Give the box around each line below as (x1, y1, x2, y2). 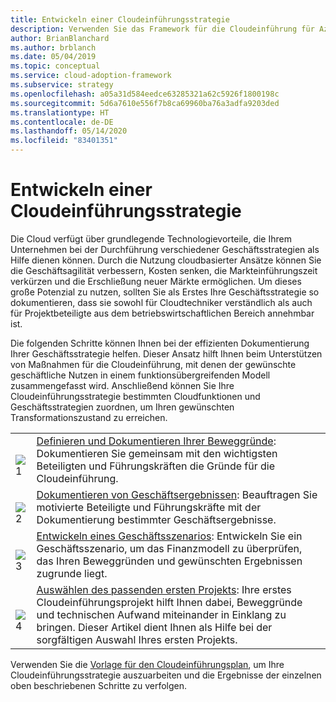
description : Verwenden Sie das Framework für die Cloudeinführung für (10, 24, 315, 34)
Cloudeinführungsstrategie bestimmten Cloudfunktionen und (10, 390, 261, 402)
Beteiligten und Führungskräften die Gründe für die (36, 459, 276, 473)
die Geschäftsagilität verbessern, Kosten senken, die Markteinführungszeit (10, 264, 318, 276)
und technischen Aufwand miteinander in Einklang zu (36, 607, 287, 621)
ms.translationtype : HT (10, 107, 110, 118)
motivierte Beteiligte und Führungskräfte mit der (36, 500, 262, 514)
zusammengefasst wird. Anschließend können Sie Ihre (10, 379, 235, 391)
